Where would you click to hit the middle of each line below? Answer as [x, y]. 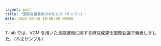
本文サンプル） [31, 39]
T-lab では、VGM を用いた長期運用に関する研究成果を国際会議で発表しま [79, 33]
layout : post [18, 9]
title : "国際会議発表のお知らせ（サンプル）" [46, 14]
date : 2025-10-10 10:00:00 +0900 [39, 18]
